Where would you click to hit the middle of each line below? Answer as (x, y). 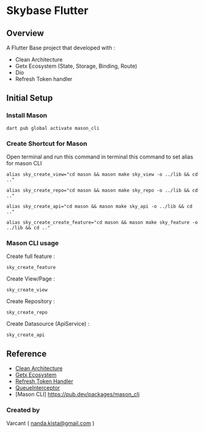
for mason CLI (24, 163)
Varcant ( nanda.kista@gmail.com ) (50, 423)
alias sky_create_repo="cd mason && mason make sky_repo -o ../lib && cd (102, 190)
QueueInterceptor (37, 388)
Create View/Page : (31, 279)
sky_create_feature (31, 268)
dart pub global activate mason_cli (53, 128)
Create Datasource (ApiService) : (48, 324)
